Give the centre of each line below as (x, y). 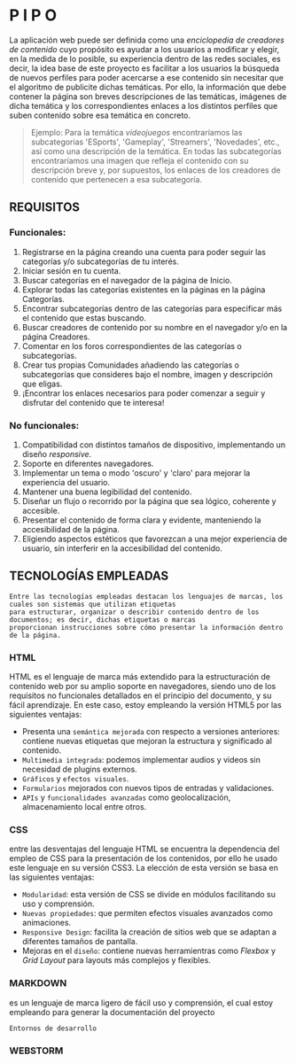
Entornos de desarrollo (53, 1028)
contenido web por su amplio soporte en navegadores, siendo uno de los (143, 687)
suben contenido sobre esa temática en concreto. (100, 115)
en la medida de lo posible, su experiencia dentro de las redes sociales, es (145, 58)
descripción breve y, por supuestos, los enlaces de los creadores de (156, 170)
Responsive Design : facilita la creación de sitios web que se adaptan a (149, 932)
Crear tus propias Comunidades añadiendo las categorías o (130, 365)
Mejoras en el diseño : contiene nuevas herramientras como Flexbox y (149, 951)
